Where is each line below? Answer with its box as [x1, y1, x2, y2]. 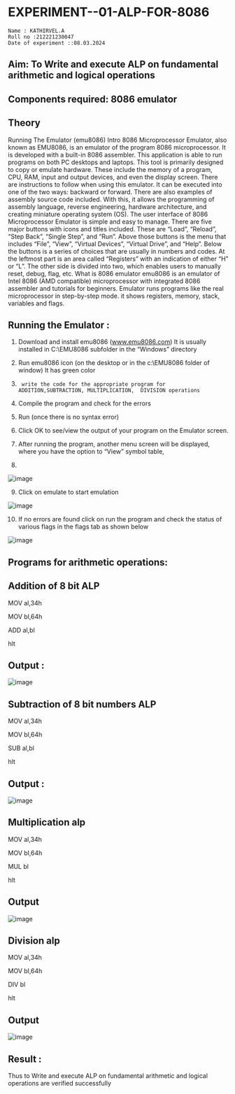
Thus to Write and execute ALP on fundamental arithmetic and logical [8, 1072, 208, 1080]
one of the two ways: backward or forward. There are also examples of [8, 187, 213, 196]
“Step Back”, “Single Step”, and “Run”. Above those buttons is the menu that [8, 232, 227, 240]
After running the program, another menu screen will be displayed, [17, 440, 211, 448]
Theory [8, 117, 41, 129]
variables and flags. [8, 298, 65, 308]
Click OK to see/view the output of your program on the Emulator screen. [17, 426, 229, 435]
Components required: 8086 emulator [8, 93, 178, 105]
